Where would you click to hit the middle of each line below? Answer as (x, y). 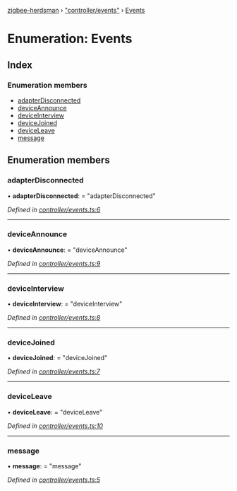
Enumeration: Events (70, 39)
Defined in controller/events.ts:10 (55, 426)
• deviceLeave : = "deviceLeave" (55, 412)
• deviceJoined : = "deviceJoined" (57, 358)
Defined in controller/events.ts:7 (54, 371)
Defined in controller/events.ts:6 (54, 209)
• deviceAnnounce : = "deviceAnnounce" (68, 250)
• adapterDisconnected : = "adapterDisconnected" (82, 196)
